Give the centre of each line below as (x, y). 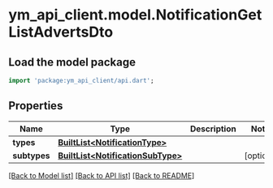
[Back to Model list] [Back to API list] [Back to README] (102, 175)
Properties (36, 106)
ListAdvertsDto (61, 32)
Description (213, 129)
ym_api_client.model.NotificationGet (135, 15)
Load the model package (72, 62)
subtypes (31, 156)
